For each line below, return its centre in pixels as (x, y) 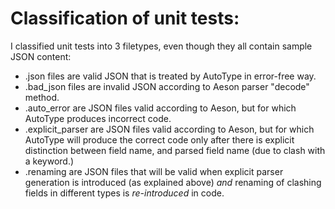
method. (42, 97)
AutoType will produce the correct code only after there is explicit (159, 139)
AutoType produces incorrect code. (98, 118)
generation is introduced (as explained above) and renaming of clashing (173, 182)
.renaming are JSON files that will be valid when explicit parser (154, 171)
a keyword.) (49, 161)
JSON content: (41, 56)
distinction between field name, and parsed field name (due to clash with (175, 150)
